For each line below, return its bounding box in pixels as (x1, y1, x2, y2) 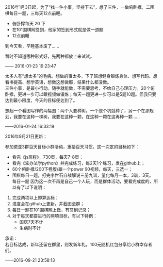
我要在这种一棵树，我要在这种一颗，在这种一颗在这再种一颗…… (13, 114, 140, 119)
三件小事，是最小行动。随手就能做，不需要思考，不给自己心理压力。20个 (5, 85, 151, 91)
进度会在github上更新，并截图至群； (12, 201, 85, 206)
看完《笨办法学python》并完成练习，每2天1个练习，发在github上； (12, 160, 146, 166)
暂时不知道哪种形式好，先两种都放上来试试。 (5, 53, 95, 59)
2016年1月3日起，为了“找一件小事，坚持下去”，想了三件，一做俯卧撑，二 (5, 4, 150, 10)
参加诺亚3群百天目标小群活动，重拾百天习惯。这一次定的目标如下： (5, 144, 140, 150)
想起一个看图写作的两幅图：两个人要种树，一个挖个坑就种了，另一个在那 (5, 108, 149, 113)
